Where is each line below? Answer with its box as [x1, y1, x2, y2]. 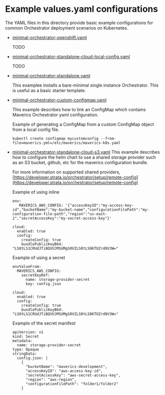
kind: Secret [12, 334, 39, 339]
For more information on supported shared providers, [12, 169, 121, 175]
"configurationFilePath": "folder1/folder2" [25, 381, 119, 386]
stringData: [12, 351, 37, 356]
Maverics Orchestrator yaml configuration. [12, 112, 99, 118]
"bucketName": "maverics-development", [25, 364, 107, 369]
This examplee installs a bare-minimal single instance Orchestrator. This [12, 82, 159, 88]
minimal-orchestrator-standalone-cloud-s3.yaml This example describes [12, 149, 160, 155]
